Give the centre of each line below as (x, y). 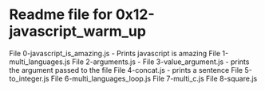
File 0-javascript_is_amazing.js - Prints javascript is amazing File (115, 53)
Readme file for (61, 15)
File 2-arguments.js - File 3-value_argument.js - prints (161, 62)
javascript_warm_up (78, 31)
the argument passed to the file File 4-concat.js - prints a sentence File (126, 70)
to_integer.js (29, 78)
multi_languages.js (40, 62)
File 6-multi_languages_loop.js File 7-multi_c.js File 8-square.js (154, 78)
